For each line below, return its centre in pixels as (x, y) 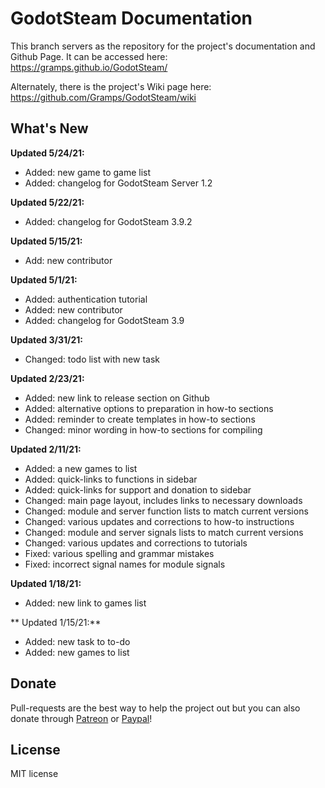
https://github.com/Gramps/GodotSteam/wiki (103, 97)
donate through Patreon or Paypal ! (81, 718)
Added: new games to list (77, 652)
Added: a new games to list (81, 468)
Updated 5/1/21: (44, 279)
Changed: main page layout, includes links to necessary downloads (163, 500)
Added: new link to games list (85, 603)
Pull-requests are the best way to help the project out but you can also (155, 708)
